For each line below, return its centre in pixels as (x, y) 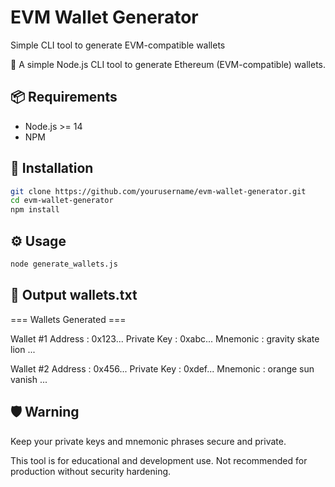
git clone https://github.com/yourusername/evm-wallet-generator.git (158, 191)
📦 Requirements (64, 97)
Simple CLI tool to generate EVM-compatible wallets (118, 45)
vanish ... (29, 379)
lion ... (23, 349)
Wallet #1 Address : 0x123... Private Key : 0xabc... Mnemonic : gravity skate (165, 338)
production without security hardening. (91, 471)
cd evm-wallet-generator (62, 201)
